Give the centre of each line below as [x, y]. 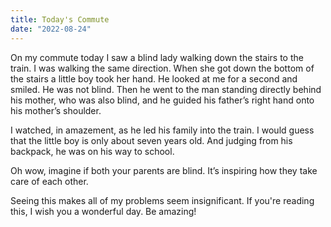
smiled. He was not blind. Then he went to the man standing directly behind [166, 89]
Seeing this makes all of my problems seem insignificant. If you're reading [162, 200]
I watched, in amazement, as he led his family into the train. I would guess [162, 130]
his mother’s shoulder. [56, 110]
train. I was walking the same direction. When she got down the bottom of [162, 68]
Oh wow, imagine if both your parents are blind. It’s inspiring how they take [164, 170]
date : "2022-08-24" [51, 29]
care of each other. [49, 181]
